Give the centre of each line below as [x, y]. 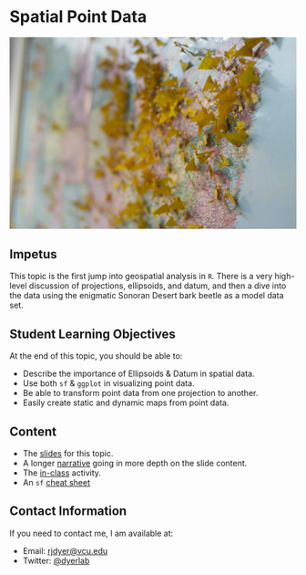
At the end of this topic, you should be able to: [96, 356]
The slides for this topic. [68, 454]
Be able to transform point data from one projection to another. [140, 393]
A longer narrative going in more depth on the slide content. [135, 464]
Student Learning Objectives [92, 334]
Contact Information [68, 512]
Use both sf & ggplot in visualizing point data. [108, 383]
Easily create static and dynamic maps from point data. [126, 402]
